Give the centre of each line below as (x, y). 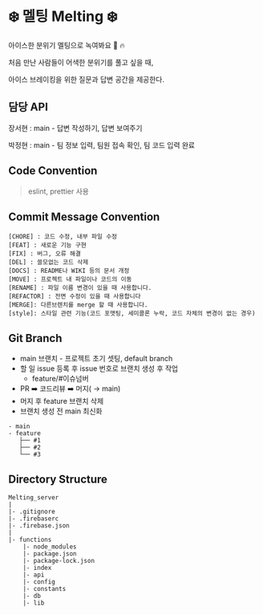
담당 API (28, 107)
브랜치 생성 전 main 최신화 (61, 411)
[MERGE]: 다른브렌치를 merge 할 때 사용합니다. (78, 305)
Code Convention (53, 171)
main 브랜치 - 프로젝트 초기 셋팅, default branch (96, 359)
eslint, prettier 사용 (59, 191)
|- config (39, 582)
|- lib (34, 603)
